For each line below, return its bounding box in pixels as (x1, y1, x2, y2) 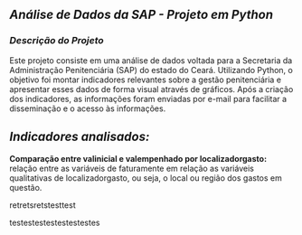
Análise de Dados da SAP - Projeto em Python (9, 7, 274, 23)
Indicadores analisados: (9, 129, 150, 145)
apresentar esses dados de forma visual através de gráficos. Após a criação (9, 83, 294, 94)
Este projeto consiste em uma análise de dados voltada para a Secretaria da (9, 54, 293, 66)
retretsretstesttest (9, 199, 76, 211)
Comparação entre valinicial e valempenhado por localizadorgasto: (9, 153, 268, 164)
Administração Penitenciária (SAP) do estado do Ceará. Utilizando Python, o (9, 64, 294, 75)
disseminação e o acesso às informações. (9, 103, 166, 114)
